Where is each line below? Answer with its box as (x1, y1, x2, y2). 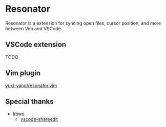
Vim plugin (5, 69, 41, 77)
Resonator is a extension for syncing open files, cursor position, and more (5, 20, 161, 26)
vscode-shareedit (20, 116, 58, 122)
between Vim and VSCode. (5, 25, 63, 31)
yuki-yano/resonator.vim (5, 82, 57, 89)
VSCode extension (5, 40, 67, 49)
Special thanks (5, 97, 54, 105)
